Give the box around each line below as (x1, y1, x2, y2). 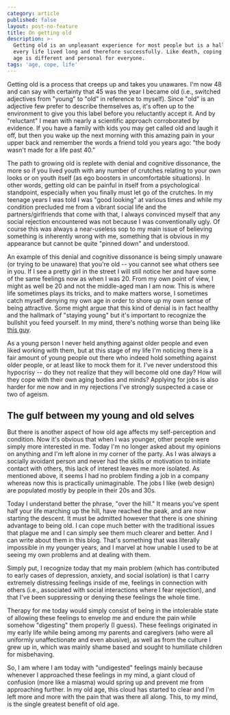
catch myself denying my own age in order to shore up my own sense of (7, 296, 212, 304)
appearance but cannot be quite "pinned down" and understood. (7, 239, 190, 247)
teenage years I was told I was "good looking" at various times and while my (7, 195, 222, 203)
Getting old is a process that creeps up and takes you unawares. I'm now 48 (7, 80, 222, 88)
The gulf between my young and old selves (7, 410, 195, 422)
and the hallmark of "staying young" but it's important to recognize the (7, 310, 207, 319)
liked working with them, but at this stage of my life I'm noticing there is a (7, 346, 214, 354)
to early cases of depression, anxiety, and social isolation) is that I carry (7, 571, 210, 580)
